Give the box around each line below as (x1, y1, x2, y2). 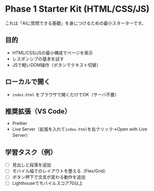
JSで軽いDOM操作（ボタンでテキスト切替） (12, 62, 101, 68)
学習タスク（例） (5, 148, 57, 156)
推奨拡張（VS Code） (5, 107, 71, 115)
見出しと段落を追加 (12, 162, 51, 168)
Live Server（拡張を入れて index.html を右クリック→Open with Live (12, 126, 148, 132)
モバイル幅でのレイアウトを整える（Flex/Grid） (12, 168, 108, 174)
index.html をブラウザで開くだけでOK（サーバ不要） (12, 91, 119, 97)
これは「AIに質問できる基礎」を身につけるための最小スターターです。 (5, 20, 146, 26)
